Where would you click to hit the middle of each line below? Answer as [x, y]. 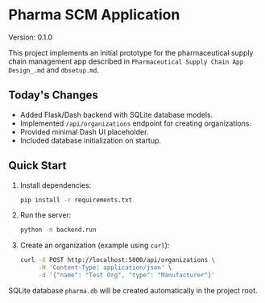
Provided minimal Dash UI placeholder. [84, 131]
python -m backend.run [58, 230]
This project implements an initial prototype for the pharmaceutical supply [131, 52]
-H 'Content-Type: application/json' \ [105, 268]
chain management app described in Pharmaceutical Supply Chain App [126, 61]
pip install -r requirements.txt [76, 200]
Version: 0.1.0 [31, 37]
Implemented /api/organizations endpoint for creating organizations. [136, 123]
